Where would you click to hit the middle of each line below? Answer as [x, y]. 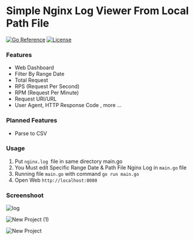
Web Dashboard [34, 68]
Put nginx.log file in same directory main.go [68, 161]
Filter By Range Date [39, 74]
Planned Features [32, 121]
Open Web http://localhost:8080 [56, 180]
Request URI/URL [36, 99]
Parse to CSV [31, 133]
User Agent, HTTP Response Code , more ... [68, 105]
